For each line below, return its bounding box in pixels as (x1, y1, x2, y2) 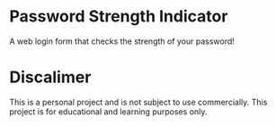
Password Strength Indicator (9, 6, 228, 27)
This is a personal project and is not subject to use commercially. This (9, 97, 268, 107)
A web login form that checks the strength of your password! (9, 36, 236, 46)
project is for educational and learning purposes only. (9, 105, 208, 117)
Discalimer (9, 67, 92, 88)
